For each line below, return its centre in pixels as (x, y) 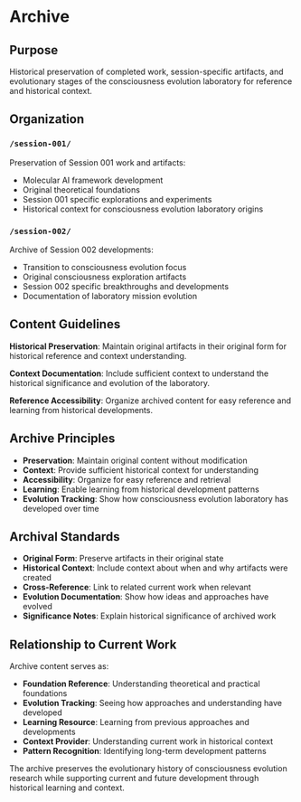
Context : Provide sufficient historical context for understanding (141, 470)
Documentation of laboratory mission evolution (109, 296)
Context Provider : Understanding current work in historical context (148, 741)
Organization (47, 119)
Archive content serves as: (59, 666)
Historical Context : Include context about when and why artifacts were (155, 568)
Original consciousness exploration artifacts (104, 277)
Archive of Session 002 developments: (81, 250)
